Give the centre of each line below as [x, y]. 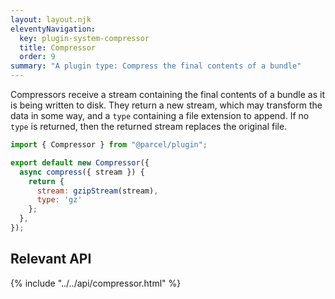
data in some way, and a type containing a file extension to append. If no [160, 115]
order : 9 [37, 57]
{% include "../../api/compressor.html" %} [96, 283]
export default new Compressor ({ [80, 162]
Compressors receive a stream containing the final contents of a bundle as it [168, 94]
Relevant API [51, 259]
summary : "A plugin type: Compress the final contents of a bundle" [156, 66]
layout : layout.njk [51, 19]
